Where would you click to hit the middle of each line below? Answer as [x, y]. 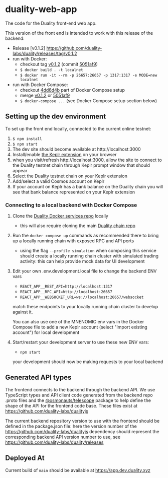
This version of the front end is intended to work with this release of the [79, 33]
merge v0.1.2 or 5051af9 [45, 95]
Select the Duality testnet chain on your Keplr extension [70, 176]
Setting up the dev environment [56, 117]
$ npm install [27, 139]
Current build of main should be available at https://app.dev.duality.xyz [78, 470]
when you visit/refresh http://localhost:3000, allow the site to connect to [87, 160]
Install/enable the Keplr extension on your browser [64, 154]
